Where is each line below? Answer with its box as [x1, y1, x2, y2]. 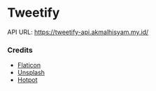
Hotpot [17, 76, 38, 84]
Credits [7, 45, 33, 55]
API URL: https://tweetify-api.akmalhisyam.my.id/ [7, 28, 149, 36]
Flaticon [17, 61, 41, 69]
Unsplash [17, 68, 45, 77]
